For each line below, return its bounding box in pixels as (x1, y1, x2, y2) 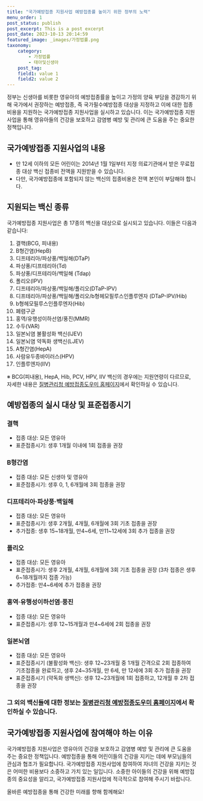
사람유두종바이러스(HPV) (15, 352, 75, 359)
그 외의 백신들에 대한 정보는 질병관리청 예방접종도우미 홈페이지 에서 (7, 698, 187, 706)
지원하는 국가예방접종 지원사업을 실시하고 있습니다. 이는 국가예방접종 (22, 109, 184, 116)
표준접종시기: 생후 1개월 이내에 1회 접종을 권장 (15, 442, 123, 449)
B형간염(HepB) (15, 247, 52, 254)
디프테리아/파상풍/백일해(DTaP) (15, 255, 90, 262)
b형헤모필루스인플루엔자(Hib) (15, 300, 85, 307)
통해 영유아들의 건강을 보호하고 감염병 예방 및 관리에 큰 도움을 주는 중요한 (22, 116, 195, 124)
